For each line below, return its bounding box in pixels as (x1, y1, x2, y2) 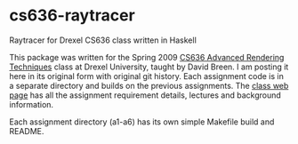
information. (9, 99, 54, 109)
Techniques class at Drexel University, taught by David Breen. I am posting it (9, 61, 289, 72)
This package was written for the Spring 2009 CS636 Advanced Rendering (9, 52, 285, 62)
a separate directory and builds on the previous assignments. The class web (9, 80, 289, 91)
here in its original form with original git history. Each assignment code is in (9, 70, 285, 81)
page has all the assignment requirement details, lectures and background (9, 90, 282, 100)
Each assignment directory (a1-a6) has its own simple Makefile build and (9, 116, 275, 127)
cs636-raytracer (9, 5, 135, 26)
